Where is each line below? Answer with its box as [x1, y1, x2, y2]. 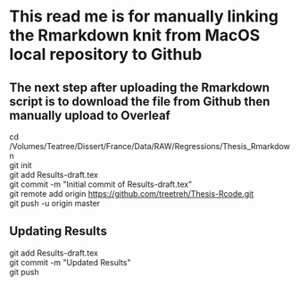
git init [9, 160, 33, 171]
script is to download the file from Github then [9, 94, 270, 109]
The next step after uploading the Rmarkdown [9, 80, 270, 95]
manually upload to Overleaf [9, 107, 171, 122]
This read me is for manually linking [9, 6, 279, 27]
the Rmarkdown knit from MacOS [9, 25, 261, 46]
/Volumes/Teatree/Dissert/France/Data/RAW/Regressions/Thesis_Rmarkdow [9, 141, 290, 151]
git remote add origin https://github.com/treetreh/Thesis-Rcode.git [9, 189, 254, 198]
